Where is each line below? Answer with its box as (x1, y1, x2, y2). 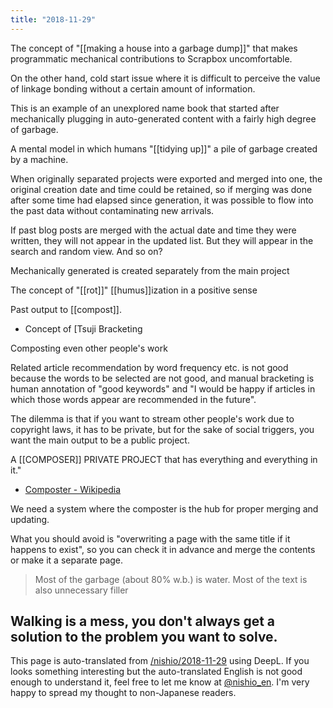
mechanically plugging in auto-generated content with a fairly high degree (10, 112, 317, 125)
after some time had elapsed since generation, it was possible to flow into (10, 194, 314, 206)
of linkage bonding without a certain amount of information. (10, 82, 256, 95)
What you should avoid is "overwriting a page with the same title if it (10, 532, 291, 545)
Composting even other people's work (10, 342, 168, 354)
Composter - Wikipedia (24, 483, 122, 495)
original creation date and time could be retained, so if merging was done (10, 183, 313, 195)
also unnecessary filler (34, 584, 129, 596)
